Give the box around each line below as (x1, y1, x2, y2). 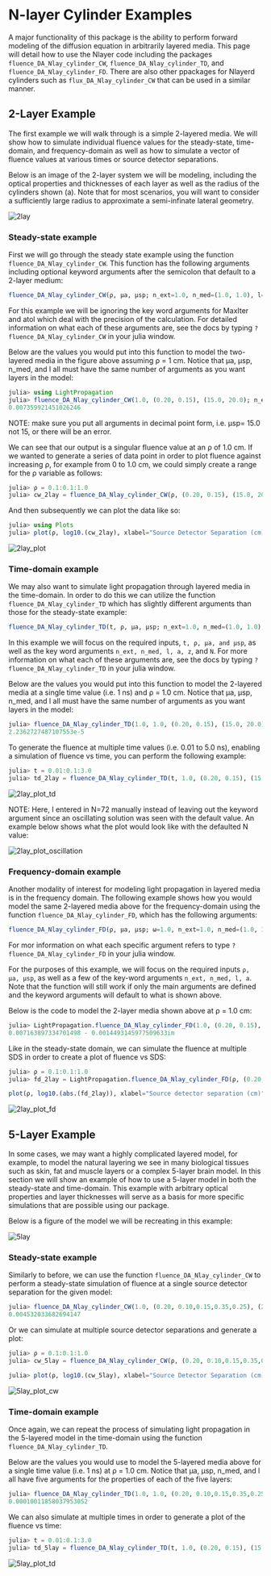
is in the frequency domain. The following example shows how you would (8, 893, 252, 903)
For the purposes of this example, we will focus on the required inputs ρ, (8, 964, 250, 974)
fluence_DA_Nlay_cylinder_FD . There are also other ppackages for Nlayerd (8, 66, 256, 76)
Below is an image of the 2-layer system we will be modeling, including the (8, 169, 256, 179)
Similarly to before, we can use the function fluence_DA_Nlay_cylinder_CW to (8, 1270, 261, 1280)
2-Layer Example (8, 107, 96, 121)
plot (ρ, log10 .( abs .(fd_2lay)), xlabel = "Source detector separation (8, 1089, 244, 1098)
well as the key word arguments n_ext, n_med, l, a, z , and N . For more (8, 646, 248, 656)
